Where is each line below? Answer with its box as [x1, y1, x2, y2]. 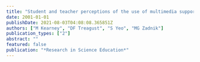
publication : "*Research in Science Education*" [6, 47, 129, 53]
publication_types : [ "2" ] [6, 31, 70, 37]
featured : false [6, 42, 46, 48]
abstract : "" [6, 36, 39, 42]
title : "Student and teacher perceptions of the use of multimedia [6, 8, 177, 15]
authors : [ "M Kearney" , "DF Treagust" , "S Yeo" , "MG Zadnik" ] [6, 25, 164, 31]
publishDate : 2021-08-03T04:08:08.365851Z [6, 19, 113, 25]
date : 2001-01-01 [6, 14, 49, 20]
